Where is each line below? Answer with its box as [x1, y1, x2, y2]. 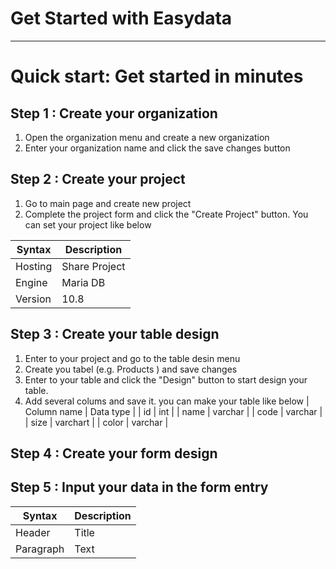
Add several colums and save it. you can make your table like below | [24, 395, 310, 407]
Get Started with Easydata [10, 7, 233, 30]
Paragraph [15, 542, 65, 556]
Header [15, 525, 51, 539]
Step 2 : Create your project [10, 171, 186, 188]
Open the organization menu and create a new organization [24, 131, 270, 143]
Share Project [61, 259, 126, 273]
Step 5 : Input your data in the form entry [10, 479, 269, 496]
